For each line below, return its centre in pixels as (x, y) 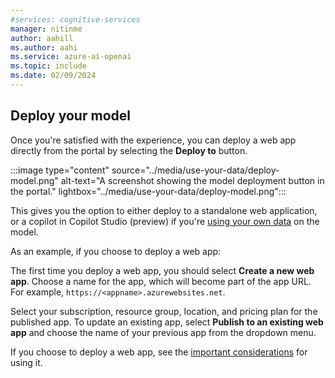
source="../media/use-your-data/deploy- (195, 170)
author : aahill (42, 38)
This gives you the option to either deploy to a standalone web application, (164, 210)
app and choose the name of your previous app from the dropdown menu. (163, 332)
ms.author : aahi (44, 47)
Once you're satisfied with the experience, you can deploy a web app (153, 140)
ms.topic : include (48, 66)
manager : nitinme (46, 29)
